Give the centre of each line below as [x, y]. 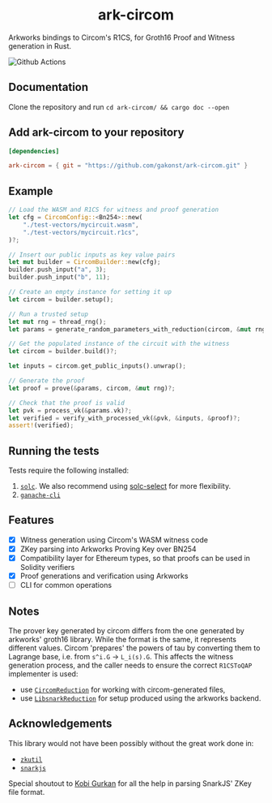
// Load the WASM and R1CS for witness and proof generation [114, 210]
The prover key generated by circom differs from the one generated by [126, 630]
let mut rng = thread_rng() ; [57, 322]
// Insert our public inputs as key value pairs [92, 255]
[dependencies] [34, 151]
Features [31, 520]
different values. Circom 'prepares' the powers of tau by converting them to [134, 648]
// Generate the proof [47, 381]
